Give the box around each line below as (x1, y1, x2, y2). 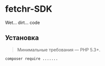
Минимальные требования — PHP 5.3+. (17, 46, 101, 52)
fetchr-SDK (5, 3, 52, 15)
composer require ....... (5, 56, 58, 61)
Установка (5, 34, 39, 42)
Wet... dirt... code (5, 20, 40, 25)
